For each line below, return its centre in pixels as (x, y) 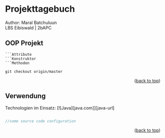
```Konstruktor (21, 59)
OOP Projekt (24, 43)
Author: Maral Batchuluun (31, 23)
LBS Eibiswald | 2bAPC (28, 27)
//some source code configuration (41, 121)
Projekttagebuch (40, 9)
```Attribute (18, 54)
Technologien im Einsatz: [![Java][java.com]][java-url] (60, 108)
